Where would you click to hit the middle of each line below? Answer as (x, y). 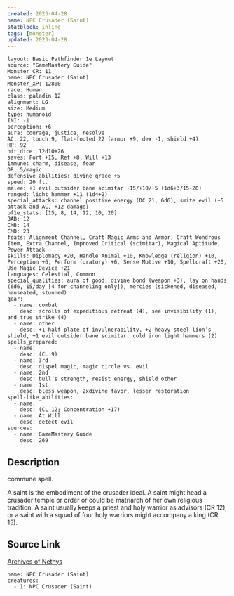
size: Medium (26, 109)
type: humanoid (29, 115)
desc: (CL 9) (39, 355)
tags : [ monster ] (31, 33)
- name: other (34, 324)
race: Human (25, 90)
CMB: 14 (19, 226)
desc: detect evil (47, 422)
